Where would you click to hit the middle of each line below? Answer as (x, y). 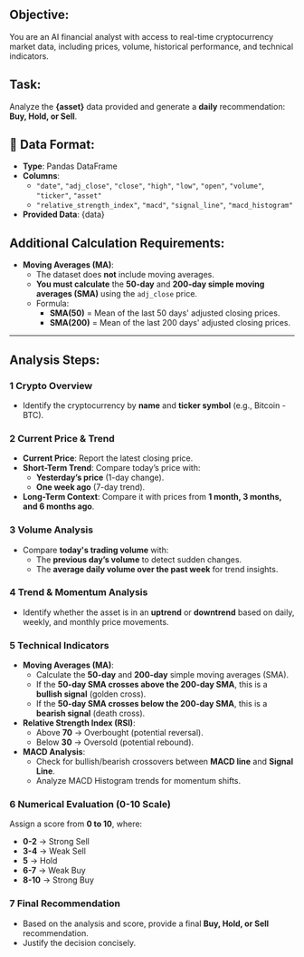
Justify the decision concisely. (79, 942)
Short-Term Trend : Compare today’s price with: (111, 468)
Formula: (52, 304)
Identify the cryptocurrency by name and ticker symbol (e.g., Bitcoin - (154, 405)
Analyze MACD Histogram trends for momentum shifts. (138, 781)
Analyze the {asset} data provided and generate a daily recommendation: (147, 106)
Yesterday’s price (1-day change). (100, 478)
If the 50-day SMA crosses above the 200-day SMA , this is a (152, 685)
